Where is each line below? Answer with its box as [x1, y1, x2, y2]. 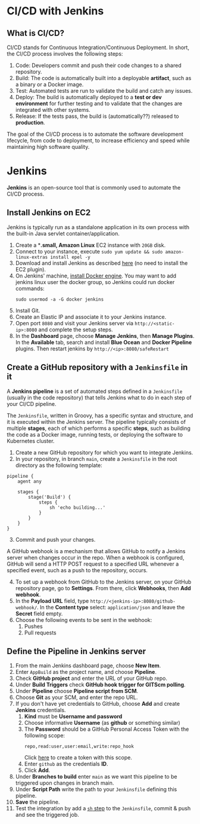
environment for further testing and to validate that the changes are [15, 100, 183, 107]
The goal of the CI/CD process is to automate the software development [7, 130, 184, 138]
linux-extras [15, 254, 48, 260]
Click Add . [24, 767, 51, 774]
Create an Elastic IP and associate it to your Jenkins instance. [15, 313, 167, 321]
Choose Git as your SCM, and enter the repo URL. [15, 694, 138, 701]
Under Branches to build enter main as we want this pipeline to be [15, 773, 177, 780]
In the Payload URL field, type [15, 597, 89, 605]
